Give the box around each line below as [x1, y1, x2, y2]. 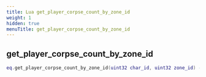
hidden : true [6, 20, 40, 26]
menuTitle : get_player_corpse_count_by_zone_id [6, 26, 131, 32]
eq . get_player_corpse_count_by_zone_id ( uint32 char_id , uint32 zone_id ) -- [6, 65, 204, 71]
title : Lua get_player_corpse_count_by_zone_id [6, 9, 131, 15]
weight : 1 [6, 15, 32, 21]
